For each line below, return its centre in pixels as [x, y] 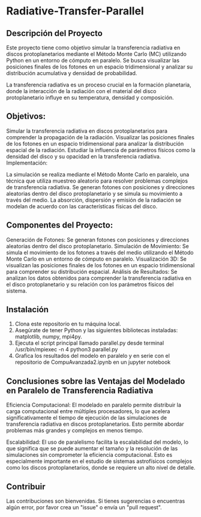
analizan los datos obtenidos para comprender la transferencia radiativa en [99, 278]
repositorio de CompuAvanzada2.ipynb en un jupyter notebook [93, 362]
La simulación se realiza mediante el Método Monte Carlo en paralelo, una [98, 174]
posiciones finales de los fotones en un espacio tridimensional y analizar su [100, 67]
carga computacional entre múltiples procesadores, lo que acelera [88, 411]
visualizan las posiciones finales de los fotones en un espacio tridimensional [100, 265]
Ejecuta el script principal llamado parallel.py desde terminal [89, 343]
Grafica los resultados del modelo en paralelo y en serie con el [92, 356]
